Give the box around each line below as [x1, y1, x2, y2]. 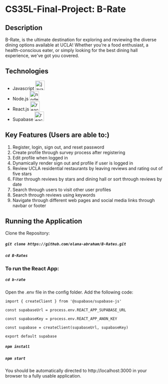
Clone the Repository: [5, 230, 50, 236]
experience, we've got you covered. [5, 52, 79, 58]
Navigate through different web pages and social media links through [12, 197, 155, 203]
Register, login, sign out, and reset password [12, 144, 104, 150]
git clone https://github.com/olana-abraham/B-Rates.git [5, 241, 126, 247]
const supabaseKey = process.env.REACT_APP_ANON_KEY [5, 316, 117, 321]
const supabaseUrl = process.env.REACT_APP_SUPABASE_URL [5, 307, 126, 312]
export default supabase [5, 333, 57, 338]
